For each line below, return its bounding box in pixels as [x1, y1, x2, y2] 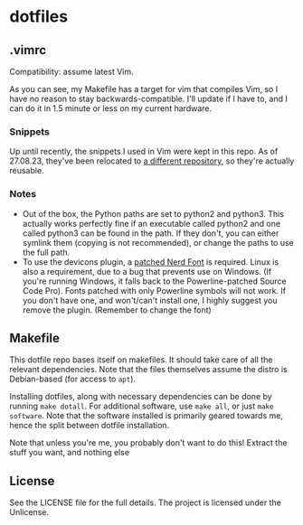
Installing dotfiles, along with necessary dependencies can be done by [9, 391, 273, 402]
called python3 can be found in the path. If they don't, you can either [22, 228, 279, 239]
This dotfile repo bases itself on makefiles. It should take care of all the [9, 354, 273, 365]
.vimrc [9, 42, 47, 58]
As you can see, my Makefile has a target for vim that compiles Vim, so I [9, 84, 279, 94]
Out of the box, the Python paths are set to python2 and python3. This [22, 208, 285, 219]
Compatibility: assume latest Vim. [9, 66, 134, 77]
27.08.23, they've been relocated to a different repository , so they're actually [9, 155, 295, 166]
